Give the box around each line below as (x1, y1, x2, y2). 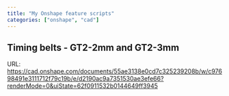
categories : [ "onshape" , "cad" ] (7, 16, 99, 23)
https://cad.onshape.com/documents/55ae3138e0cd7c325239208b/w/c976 (7, 67, 222, 75)
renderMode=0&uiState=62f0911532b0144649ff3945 (7, 82, 159, 90)
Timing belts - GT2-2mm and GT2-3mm (7, 42, 180, 53)
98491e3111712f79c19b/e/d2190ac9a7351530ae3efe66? (7, 75, 164, 83)
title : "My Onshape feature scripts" (7, 10, 115, 17)
